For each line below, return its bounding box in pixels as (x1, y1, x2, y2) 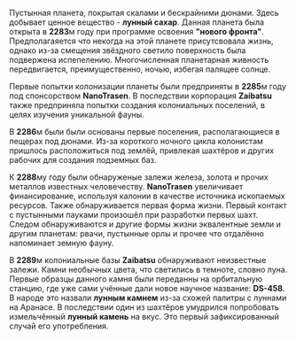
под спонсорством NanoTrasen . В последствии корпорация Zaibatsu (9, 90, 272, 101)
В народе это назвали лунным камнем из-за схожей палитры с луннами (9, 292, 287, 303)
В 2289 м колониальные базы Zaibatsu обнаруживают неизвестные (9, 255, 267, 265)
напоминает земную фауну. (9, 238, 114, 248)
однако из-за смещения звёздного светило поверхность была (9, 45, 246, 56)
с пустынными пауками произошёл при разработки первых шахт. (9, 210, 259, 220)
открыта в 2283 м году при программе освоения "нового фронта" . (9, 27, 264, 36)
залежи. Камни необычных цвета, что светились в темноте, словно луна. (9, 265, 288, 274)
